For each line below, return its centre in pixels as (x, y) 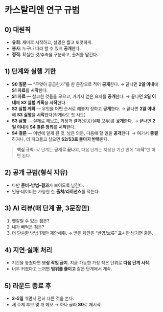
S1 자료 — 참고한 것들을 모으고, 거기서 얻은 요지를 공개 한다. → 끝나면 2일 (81, 96)
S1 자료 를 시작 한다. (30, 90)
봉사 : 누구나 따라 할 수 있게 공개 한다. (46, 48)
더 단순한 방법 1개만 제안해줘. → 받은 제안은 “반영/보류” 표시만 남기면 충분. (82, 233)
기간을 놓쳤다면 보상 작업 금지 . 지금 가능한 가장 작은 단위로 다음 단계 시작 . (81, 263)
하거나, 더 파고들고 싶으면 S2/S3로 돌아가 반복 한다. (60, 139)
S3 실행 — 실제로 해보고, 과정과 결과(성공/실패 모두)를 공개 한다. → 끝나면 (81, 121)
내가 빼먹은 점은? (28, 227)
